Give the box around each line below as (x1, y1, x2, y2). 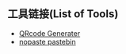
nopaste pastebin (18, 37, 76, 46)
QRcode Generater (18, 28, 81, 38)
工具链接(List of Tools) (7, 7, 119, 21)
